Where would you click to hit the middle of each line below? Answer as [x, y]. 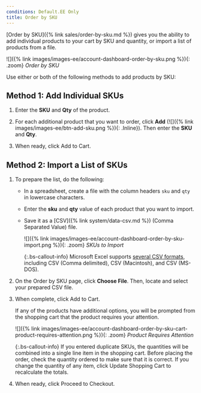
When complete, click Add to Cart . [57, 299]
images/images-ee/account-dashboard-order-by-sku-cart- [114, 329]
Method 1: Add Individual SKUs [65, 96]
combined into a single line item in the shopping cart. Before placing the [104, 353]
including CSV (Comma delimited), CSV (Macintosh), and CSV [100, 263]
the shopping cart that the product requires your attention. [87, 317]
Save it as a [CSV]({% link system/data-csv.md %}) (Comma [99, 221]
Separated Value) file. [51, 227]
